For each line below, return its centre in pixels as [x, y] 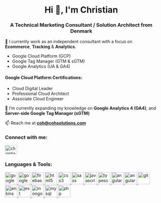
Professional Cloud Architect [40, 94]
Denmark [81, 31]
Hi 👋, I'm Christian [81, 10]
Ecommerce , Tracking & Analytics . [41, 47]
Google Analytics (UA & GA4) [41, 66]
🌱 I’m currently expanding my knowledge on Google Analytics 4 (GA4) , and [80, 108]
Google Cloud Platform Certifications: [44, 78]
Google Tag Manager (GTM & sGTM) [49, 61]
